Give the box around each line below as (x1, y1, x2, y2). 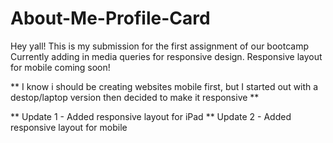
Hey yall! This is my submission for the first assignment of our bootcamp (10, 40, 310, 52)
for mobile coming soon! (10, 61, 111, 73)
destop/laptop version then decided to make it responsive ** (10, 91, 260, 103)
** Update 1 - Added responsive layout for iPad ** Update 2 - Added (10, 110, 292, 122)
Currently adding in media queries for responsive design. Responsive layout (10, 50, 323, 62)
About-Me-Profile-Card (10, 7, 211, 30)
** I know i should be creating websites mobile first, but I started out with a (10, 80, 319, 92)
